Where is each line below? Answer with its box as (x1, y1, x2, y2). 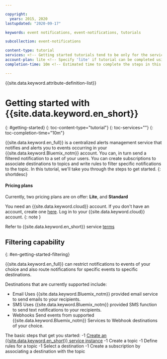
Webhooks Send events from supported (12, 312, 94, 318)
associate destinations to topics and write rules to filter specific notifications (5, 161, 162, 167)
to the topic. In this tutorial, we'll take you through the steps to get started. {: (5, 166, 161, 172)
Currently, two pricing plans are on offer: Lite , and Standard (5, 193, 128, 199)
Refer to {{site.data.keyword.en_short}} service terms (5, 223, 115, 229)
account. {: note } (5, 214, 41, 220)
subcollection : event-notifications (5, 39, 81, 44)
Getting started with (5, 97, 90, 109)
